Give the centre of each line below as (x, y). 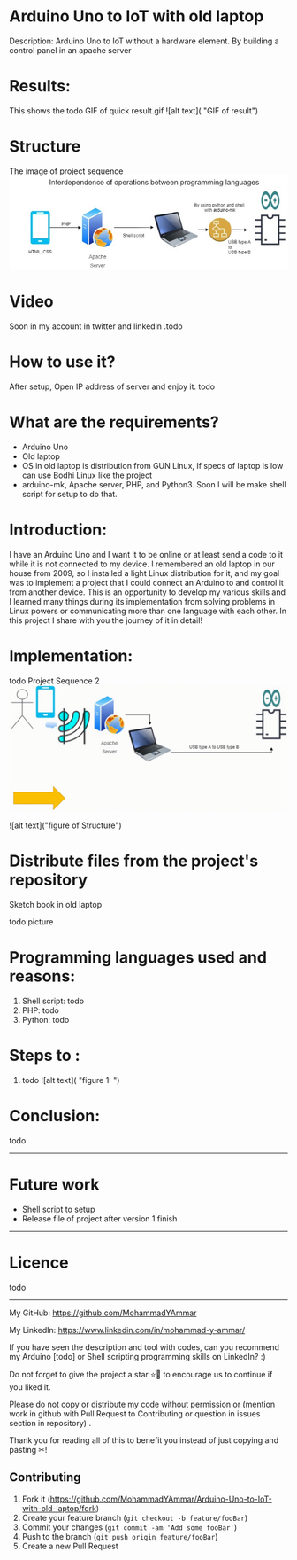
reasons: (42, 976)
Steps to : (45, 1056)
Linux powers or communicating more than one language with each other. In (148, 611)
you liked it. (30, 1387)
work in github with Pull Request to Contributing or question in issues (135, 1413)
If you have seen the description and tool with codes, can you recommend (145, 1347)
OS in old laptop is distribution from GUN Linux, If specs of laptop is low (152, 465)
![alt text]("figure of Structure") (65, 825)
